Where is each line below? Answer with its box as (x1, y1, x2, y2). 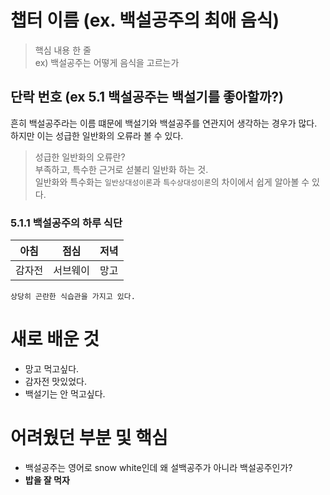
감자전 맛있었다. (24, 375, 87, 387)
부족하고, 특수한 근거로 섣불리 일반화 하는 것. (34, 163, 209, 175)
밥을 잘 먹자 (24, 474, 70, 486)
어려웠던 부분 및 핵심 (10, 427, 168, 450)
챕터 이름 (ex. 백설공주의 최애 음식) (10, 9, 280, 32)
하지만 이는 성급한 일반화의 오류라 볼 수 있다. (10, 129, 184, 141)
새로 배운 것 (10, 328, 100, 351)
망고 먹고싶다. (24, 362, 80, 375)
